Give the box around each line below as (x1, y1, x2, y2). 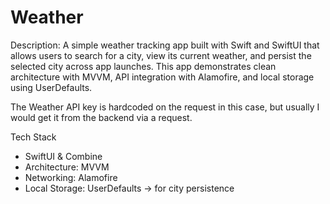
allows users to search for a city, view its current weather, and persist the (10, 49, 312, 61)
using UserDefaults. (10, 81, 93, 93)
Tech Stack (10, 131, 57, 143)
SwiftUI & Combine (24, 150, 103, 162)
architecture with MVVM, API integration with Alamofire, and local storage (10, 71, 315, 83)
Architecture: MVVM (24, 161, 110, 173)
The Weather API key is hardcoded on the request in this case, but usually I (10, 101, 320, 113)
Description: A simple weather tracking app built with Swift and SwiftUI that (10, 39, 320, 51)
